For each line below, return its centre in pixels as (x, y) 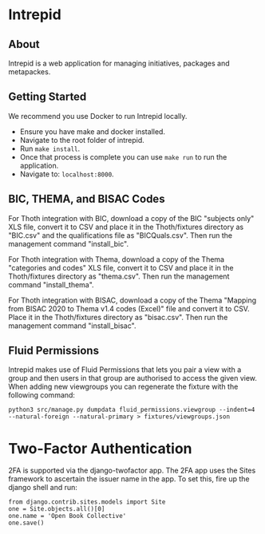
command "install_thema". (51, 284)
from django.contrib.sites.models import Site (87, 502)
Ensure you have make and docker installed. (93, 131)
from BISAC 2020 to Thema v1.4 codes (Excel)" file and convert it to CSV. (129, 308)
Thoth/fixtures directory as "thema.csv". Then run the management (119, 276)
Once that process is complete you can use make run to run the (123, 156)
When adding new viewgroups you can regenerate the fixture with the (123, 387)
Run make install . (50, 148)
